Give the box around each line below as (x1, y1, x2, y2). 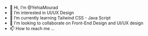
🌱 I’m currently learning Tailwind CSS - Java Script (9, 15, 111, 20)
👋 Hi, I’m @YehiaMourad (9, 5, 58, 10)
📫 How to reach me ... (9, 26, 55, 31)
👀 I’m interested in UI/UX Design (9, 10, 74, 16)
